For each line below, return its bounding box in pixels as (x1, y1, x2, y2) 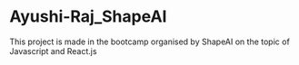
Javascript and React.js (9, 45, 97, 56)
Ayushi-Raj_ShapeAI (9, 6, 167, 27)
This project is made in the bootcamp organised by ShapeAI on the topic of (9, 36, 291, 47)
